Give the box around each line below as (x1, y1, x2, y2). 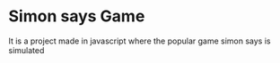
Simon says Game (8, 6, 145, 27)
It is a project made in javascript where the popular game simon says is (8, 35, 271, 46)
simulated (8, 44, 45, 55)
